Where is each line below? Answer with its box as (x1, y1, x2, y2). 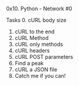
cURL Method (14, 34, 49, 41)
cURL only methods (14, 41, 64, 48)
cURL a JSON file (14, 66, 58, 73)
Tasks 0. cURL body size (6, 17, 67, 23)
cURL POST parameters (14, 53, 74, 60)
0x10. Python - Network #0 (6, 5, 72, 12)
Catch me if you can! (14, 73, 66, 79)
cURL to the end (14, 28, 55, 35)
